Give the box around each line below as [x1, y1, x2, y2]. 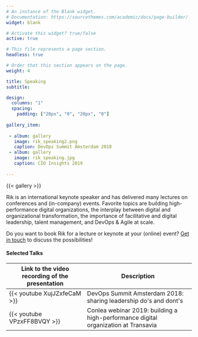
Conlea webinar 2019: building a [87, 306, 178, 314]
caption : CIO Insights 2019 [14, 160, 83, 166]
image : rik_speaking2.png [14, 138, 78, 144]
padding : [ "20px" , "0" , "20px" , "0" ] [16, 111, 110, 117]
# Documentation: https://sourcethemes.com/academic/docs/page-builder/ [6, 14, 189, 20]
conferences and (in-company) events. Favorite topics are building [6, 200, 168, 207]
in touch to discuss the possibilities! [6, 236, 93, 243]
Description [121, 272, 155, 280]
